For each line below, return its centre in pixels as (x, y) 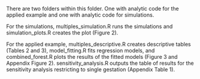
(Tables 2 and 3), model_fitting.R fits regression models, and (81, 50)
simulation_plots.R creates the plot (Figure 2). (62, 33)
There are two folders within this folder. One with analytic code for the (93, 9)
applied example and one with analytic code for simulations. (80, 15)
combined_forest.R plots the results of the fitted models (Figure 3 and (92, 57)
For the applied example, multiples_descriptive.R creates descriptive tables (99, 44)
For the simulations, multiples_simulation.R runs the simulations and (90, 26)
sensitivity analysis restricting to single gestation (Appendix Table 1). (91, 69)
